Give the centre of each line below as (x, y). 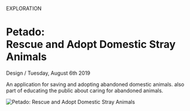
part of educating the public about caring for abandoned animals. (85, 91)
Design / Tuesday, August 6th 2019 (48, 73)
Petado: (25, 32)
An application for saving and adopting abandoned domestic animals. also (95, 84)
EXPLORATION (24, 8)
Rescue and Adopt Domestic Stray (91, 45)
